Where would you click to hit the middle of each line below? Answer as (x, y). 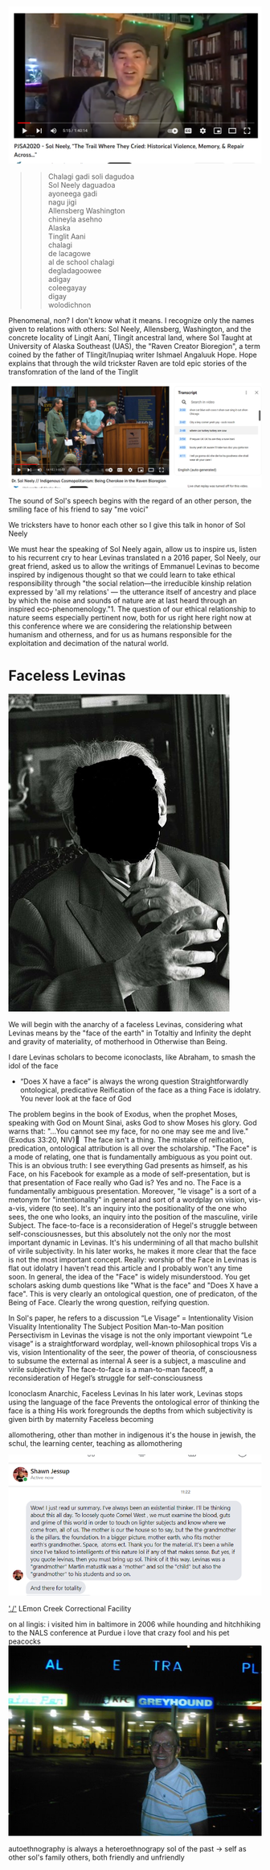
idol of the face (33, 1066)
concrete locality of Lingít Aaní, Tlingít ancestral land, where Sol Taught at (131, 338)
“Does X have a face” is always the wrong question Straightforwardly (134, 1081)
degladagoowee (75, 271)
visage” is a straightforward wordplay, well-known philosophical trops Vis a (133, 1344)
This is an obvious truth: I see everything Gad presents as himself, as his (128, 1166)
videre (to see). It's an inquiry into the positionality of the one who (138, 1209)
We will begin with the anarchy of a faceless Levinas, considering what (126, 1025)
